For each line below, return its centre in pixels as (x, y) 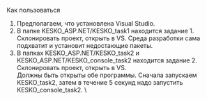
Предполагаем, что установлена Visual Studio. (86, 23)
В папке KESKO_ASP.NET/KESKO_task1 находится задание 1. (105, 31)
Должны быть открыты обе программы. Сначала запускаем (107, 75)
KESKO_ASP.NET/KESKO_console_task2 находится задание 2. (107, 60)
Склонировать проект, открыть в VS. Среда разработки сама (108, 38)
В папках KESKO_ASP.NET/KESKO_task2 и (78, 53)
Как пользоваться (33, 10)
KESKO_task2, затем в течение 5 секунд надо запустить (100, 82)
